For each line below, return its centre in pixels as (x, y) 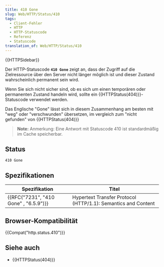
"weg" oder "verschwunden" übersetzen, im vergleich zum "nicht (71, 114)
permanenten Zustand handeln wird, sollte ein (51, 94)
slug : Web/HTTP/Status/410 (32, 14)
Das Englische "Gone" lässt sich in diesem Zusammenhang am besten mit (79, 109)
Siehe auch (22, 248)
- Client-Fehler (26, 23)
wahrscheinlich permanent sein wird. (42, 80)
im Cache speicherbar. (40, 134)
